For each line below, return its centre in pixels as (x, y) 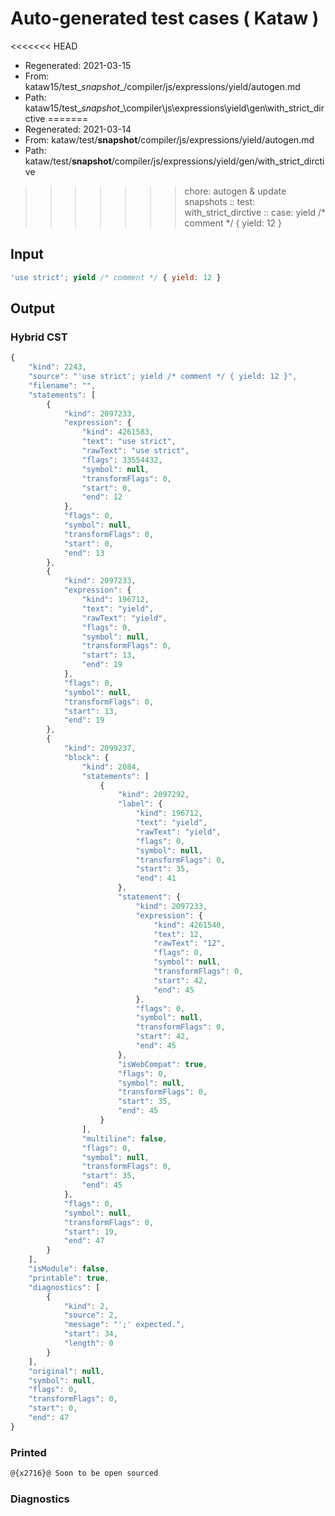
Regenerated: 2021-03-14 (78, 129)
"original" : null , (66, 1371)
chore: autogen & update (235, 191)
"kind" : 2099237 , (100, 748)
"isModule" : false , (69, 1269)
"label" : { (140, 804)
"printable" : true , (69, 1278)
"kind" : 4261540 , (189, 925)
